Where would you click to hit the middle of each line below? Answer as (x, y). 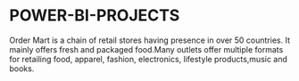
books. (22, 69)
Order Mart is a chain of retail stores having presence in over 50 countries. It (149, 40)
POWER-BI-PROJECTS (95, 16)
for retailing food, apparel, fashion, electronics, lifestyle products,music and (149, 59)
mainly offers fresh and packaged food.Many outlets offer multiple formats (146, 49)
